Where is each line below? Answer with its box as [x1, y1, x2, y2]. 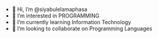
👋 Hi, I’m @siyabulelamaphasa [12, 6, 88, 13]
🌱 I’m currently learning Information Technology [12, 19, 131, 25]
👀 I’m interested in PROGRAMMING [12, 12, 100, 19]
